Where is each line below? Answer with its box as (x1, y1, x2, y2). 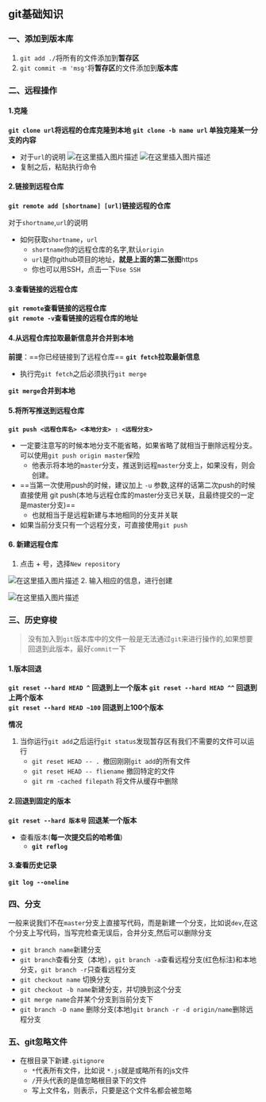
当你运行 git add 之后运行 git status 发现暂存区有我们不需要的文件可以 (19, 737, 248, 746)
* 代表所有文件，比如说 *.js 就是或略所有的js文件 (31, 1065, 190, 1076)
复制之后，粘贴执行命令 (19, 162, 97, 171)
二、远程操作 (8, 84, 58, 95)
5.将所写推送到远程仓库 (8, 406, 85, 415)
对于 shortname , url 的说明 (8, 218, 88, 228)
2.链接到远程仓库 (8, 181, 64, 191)
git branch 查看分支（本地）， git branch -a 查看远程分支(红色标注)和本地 (19, 955, 256, 964)
